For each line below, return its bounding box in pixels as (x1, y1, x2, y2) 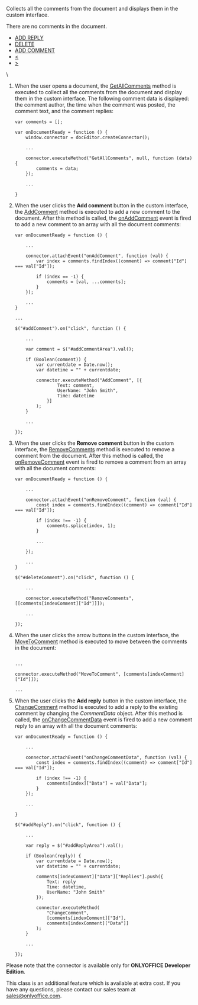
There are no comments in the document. (6, 23, 108, 30)
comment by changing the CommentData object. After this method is (14, 710, 183, 717)
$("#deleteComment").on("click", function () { (14, 574, 134, 580)
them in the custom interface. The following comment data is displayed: (14, 95, 189, 102)
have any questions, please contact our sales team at (6, 986, 136, 993)
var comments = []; (14, 119, 63, 125)
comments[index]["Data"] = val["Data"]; (46, 781, 148, 786)
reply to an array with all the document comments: (14, 723, 138, 729)
